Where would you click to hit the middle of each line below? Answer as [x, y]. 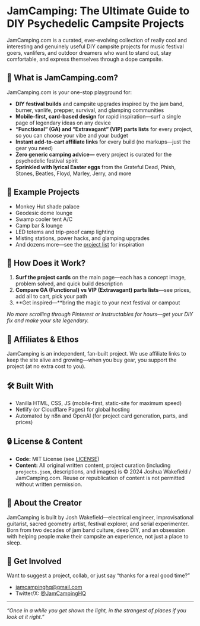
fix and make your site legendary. [48, 320]
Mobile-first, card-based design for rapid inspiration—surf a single [98, 116]
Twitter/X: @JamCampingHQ [51, 593]
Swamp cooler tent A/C [44, 219]
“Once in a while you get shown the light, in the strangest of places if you [96, 611]
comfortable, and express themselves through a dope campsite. [85, 59]
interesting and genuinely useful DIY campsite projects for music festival [96, 46]
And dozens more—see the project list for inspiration [80, 244]
